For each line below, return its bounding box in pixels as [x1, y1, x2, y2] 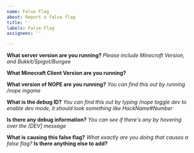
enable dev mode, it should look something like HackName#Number [6, 105, 173, 112]
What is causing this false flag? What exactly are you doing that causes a [6, 134, 189, 141]
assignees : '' [6, 31, 42, 36]
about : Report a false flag [6, 14, 76, 20]
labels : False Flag [6, 25, 55, 31]
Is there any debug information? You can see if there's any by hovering [6, 116, 182, 124]
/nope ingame [6, 87, 41, 94]
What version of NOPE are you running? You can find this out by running [6, 81, 185, 88]
